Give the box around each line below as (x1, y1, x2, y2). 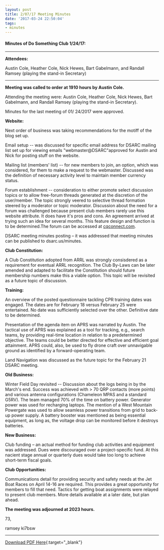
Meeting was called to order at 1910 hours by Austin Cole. (5, 85, 124, 90)
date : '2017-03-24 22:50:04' (5, 16, 64, 21)
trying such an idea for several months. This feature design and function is (5, 218, 155, 224)
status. (5, 178, 19, 184)
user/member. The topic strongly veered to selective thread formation (5, 197, 145, 203)
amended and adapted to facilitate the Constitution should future (5, 267, 135, 274)
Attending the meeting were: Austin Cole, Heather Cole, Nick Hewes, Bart (5, 94, 153, 100)
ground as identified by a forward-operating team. (5, 348, 106, 354)
